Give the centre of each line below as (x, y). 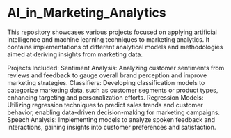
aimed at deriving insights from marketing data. (75, 54)
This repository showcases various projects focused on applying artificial (112, 32)
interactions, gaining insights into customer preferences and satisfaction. (112, 127)
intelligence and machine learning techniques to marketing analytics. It (109, 39)
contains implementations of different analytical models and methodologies (115, 47)
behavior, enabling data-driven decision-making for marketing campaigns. (114, 112)
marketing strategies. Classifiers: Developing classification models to (106, 82)
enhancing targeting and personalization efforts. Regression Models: (105, 97)
